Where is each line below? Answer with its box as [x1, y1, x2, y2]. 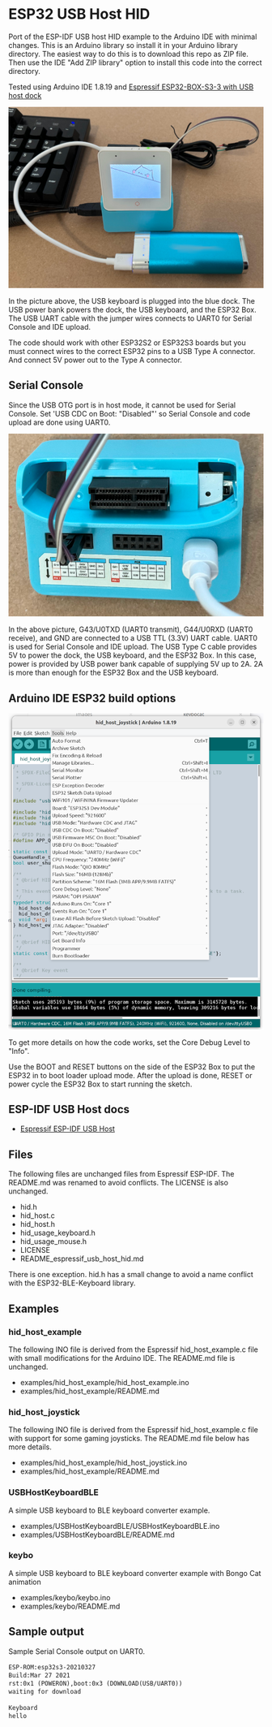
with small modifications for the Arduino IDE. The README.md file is [8, 1353, 236, 1362]
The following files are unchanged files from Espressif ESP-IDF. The [8, 1169, 235, 1179]
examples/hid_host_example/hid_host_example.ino [19, 1377, 189, 1387]
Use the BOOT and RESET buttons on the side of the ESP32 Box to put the [8, 1061, 256, 1072]
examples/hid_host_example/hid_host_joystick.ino [19, 1458, 188, 1468]
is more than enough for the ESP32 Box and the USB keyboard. [8, 667, 219, 678]
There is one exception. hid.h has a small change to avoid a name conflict [8, 1270, 253, 1280]
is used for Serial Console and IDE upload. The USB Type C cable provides [8, 642, 257, 652]
